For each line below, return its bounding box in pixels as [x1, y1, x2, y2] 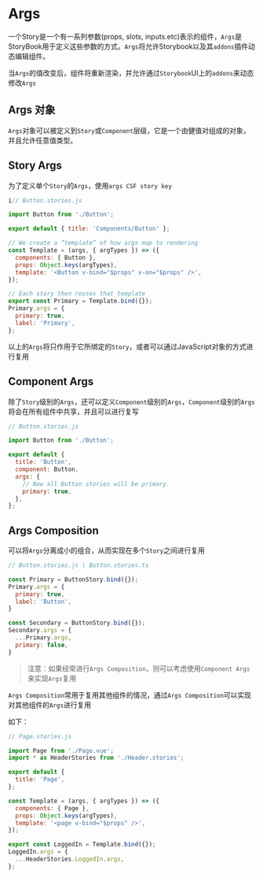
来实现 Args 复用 [27, 673, 77, 683]
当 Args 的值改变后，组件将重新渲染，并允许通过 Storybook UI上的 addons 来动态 [8, 68, 254, 77]
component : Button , [15, 465, 79, 473]
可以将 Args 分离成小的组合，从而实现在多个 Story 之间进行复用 [8, 546, 206, 555]
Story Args [8, 159, 63, 172]
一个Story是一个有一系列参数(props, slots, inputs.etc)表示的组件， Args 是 [8, 31, 242, 41]
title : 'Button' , [15, 458, 72, 466]
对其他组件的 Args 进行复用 [8, 700, 92, 709]
